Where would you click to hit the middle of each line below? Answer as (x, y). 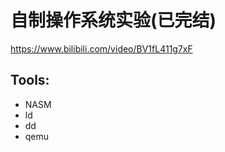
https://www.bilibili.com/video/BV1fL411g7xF (101, 48)
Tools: (30, 80)
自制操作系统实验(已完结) (113, 20)
